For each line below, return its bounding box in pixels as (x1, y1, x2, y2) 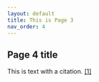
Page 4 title (7, 49, 58, 60)
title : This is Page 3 (7, 17, 74, 24)
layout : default (7, 10, 55, 17)
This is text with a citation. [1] (7, 67, 92, 76)
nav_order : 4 (7, 23, 46, 30)
